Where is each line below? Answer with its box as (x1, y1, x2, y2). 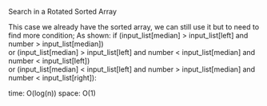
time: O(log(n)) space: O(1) (8, 88, 96, 98)
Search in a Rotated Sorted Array (8, 7, 118, 16)
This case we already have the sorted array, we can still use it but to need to (8, 22, 260, 31)
